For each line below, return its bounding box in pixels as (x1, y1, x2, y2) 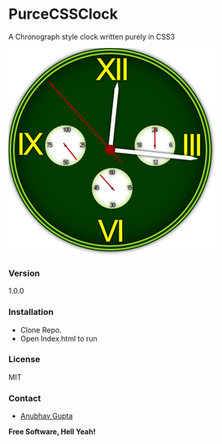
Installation (8, 307, 54, 318)
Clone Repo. (20, 324, 63, 334)
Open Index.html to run (20, 333, 98, 343)
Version (8, 268, 41, 279)
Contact (8, 392, 41, 403)
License (8, 354, 41, 365)
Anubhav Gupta (20, 411, 73, 421)
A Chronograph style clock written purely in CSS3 (8, 32, 176, 41)
